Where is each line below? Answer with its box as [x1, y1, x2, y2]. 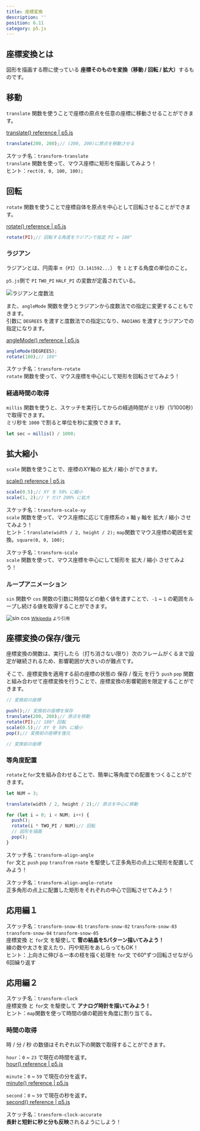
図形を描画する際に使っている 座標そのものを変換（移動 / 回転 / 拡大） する [6, 66, 189, 73]
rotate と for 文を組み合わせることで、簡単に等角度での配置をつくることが [6, 771, 187, 778]
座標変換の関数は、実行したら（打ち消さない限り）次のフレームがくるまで [6, 650, 189, 657]
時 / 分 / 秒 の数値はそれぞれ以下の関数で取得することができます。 [6, 1041, 169, 1048]
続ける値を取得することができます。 [21, 602, 110, 609]
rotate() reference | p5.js [6, 222, 67, 230]
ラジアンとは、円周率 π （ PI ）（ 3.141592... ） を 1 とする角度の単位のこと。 [6, 264, 190, 271]
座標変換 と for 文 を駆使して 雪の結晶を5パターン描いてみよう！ [6, 936, 164, 943]
